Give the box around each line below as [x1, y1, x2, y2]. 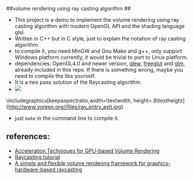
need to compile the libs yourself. [14, 73, 96, 79]
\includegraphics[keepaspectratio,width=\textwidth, [6, 97, 133, 104]
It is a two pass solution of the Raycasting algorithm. [14, 79, 142, 86]
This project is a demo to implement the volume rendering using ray [14, 16, 179, 23]
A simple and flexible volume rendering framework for [14, 160, 146, 167]
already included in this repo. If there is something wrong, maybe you [14, 66, 184, 73]
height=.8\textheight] [133, 97, 185, 104]
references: [6, 131, 50, 141]
